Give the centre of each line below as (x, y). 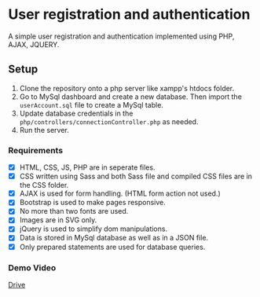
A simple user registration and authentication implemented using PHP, (121, 36)
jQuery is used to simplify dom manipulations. (93, 229)
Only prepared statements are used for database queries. (112, 247)
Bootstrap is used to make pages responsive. (93, 203)
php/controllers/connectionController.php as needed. (109, 121)
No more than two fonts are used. (74, 211)
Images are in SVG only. (58, 220)
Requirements (36, 150)
